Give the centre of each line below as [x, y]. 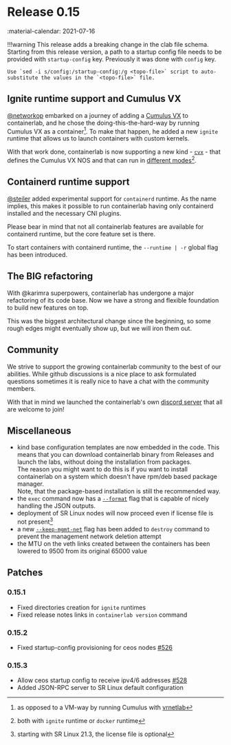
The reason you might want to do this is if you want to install [102, 469]
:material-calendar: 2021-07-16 [51, 31]
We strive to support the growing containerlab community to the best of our [114, 367]
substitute [23, 78]
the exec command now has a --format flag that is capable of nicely [113, 499]
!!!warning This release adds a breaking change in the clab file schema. [108, 44]
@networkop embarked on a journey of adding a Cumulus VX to [98, 115]
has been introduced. [37, 254]
